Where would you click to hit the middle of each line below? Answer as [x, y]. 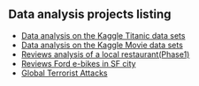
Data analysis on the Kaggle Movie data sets [102, 45]
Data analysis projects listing [90, 14]
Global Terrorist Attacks [64, 73]
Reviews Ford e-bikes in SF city [78, 63]
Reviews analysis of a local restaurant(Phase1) [105, 54]
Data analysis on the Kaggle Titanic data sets [103, 35]
